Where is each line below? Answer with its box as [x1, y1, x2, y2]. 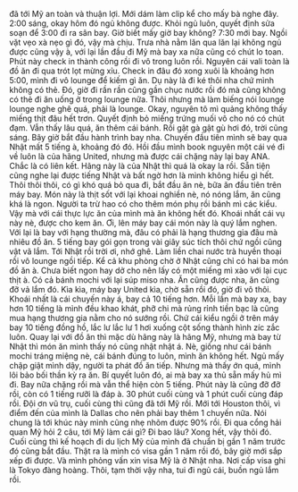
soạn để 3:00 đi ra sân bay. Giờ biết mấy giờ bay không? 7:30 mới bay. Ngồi [9, 28, 288, 38]
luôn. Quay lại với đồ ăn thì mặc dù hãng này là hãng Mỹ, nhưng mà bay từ [9, 332, 281, 342]
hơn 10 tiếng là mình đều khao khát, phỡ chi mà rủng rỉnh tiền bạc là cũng [9, 303, 279, 313]
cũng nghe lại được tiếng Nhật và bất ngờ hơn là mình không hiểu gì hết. [9, 170, 275, 181]
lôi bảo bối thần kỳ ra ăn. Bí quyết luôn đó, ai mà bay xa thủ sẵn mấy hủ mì [9, 369, 282, 380]
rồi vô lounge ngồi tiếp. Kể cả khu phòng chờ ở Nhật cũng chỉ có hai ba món [9, 256, 289, 266]
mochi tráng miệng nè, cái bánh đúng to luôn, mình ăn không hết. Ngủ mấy [9, 351, 285, 361]
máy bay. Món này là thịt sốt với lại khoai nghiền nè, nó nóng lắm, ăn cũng [9, 189, 281, 199]
